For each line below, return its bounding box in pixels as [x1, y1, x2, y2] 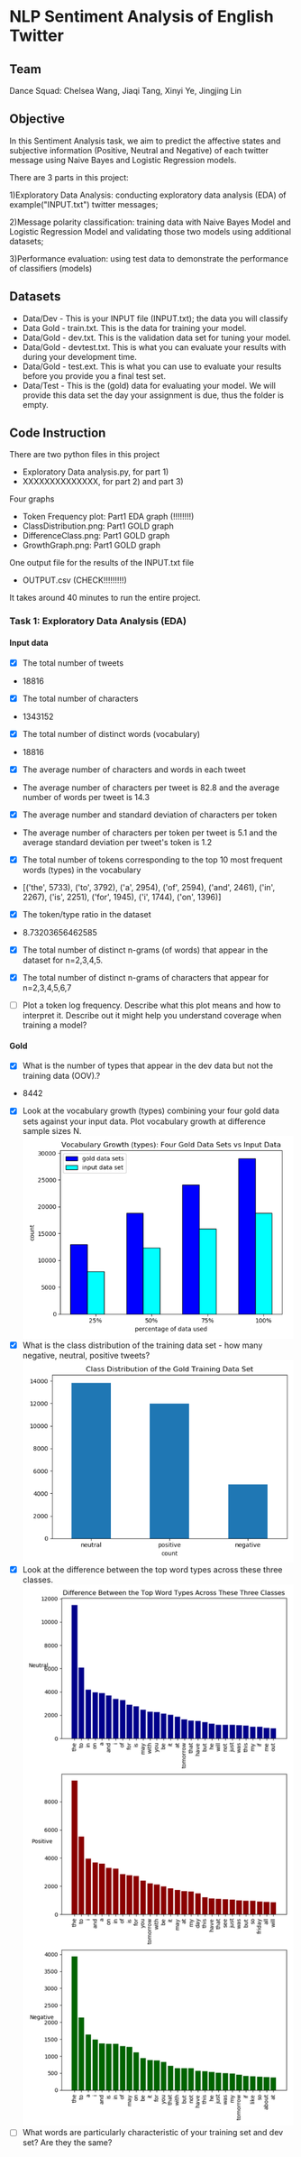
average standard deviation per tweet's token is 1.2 [22, 836, 213, 847]
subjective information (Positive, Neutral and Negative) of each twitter [9, 144, 269, 155]
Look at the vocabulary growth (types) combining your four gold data [22, 1105, 279, 1116]
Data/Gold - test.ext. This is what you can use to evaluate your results [22, 361, 282, 372]
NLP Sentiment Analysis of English [9, 6, 275, 27]
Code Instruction [9, 426, 106, 441]
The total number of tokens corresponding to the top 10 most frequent [22, 854, 283, 865]
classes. [22, 1574, 54, 1585]
